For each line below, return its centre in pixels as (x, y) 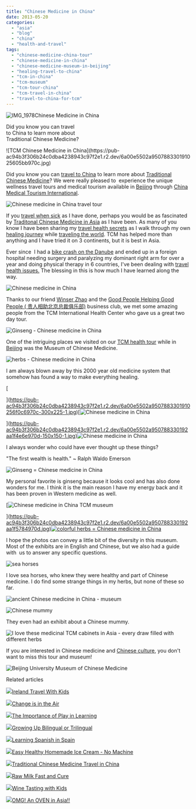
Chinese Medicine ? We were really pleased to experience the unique (90, 180)
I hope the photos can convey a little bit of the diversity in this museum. (92, 540)
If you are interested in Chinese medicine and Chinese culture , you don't (93, 650)
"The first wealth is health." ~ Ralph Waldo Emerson (68, 458)
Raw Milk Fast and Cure (40, 776)
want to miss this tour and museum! (49, 657)
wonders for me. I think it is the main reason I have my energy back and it (94, 487)
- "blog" (22, 33)
